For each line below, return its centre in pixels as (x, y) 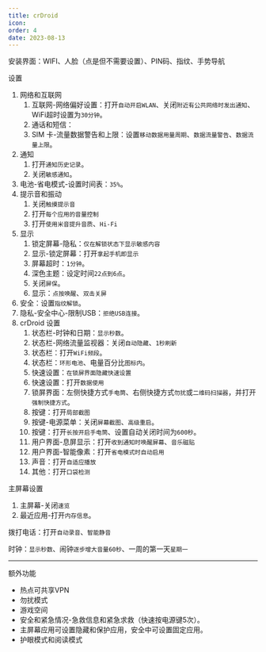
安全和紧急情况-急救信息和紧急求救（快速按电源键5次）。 (112, 620)
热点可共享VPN (44, 590)
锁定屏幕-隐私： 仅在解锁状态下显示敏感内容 (96, 244)
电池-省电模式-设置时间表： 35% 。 (74, 184)
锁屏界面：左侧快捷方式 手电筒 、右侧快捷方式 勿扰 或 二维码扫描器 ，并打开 (144, 393)
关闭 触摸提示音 (53, 204)
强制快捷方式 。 (53, 402)
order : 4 (23, 30)
